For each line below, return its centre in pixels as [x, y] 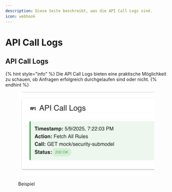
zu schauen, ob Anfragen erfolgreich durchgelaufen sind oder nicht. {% [81, 79]
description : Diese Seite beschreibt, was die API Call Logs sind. [79, 11]
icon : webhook [21, 16]
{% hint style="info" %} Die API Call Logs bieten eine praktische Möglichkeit [86, 74]
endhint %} [17, 84]
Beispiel [26, 184]
